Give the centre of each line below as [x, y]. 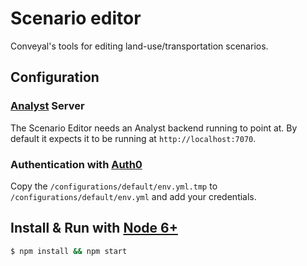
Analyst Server [47, 106]
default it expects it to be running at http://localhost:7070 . [133, 138]
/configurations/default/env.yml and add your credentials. [133, 196]
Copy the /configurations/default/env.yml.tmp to [114, 186]
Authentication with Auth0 [76, 164]
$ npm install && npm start [69, 251]
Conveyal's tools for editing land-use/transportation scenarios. [139, 46]
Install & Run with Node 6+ [94, 228]
